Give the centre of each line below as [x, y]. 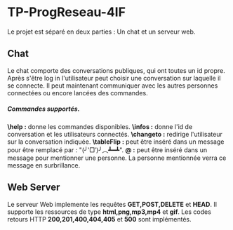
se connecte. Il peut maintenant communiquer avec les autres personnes [113, 86]
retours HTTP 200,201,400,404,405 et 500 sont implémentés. [99, 219]
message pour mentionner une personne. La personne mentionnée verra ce [117, 158]
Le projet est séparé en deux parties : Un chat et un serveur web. [101, 32]
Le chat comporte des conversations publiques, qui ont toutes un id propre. [116, 70]
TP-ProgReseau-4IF [67, 12]
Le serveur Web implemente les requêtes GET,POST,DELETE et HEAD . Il [112, 204]
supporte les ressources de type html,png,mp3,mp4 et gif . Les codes [109, 212]
